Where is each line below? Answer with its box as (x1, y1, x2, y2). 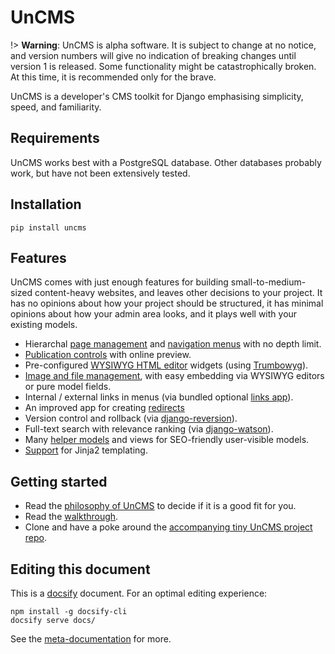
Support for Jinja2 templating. (24, 444, 148, 456)
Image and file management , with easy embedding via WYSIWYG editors (24, 370, 325, 382)
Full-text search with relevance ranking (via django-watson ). (24, 423, 274, 435)
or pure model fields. (24, 381, 112, 393)
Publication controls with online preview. (24, 349, 192, 361)
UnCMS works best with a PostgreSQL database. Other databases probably (10, 156, 322, 168)
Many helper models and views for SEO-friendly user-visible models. (24, 434, 310, 446)
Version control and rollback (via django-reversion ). (24, 412, 238, 425)
